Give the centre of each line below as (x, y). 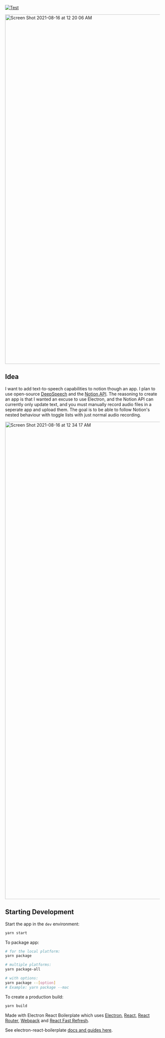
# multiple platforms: (28, 965)
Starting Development (40, 912)
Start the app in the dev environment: (42, 924)
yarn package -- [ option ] (30, 983)
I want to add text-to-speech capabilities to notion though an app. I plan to (80, 388)
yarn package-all (23, 970)
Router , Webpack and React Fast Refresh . (47, 1020)
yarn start (16, 933)
